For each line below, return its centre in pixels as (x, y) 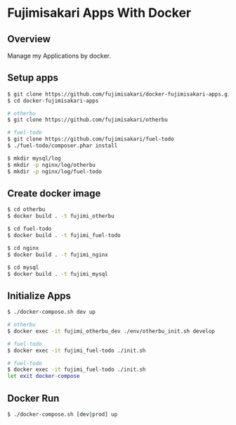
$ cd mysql (23, 267)
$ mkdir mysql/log (34, 158)
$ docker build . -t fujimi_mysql (58, 274)
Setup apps (33, 78)
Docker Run (33, 398)
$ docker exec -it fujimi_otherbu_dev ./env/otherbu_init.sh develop (111, 331)
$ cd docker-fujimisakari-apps (53, 101)
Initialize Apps (39, 296)
